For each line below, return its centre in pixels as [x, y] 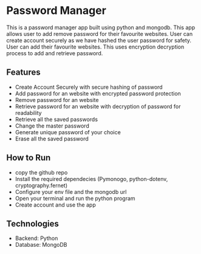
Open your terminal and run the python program [75, 198]
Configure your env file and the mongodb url [71, 191]
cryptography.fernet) [41, 185]
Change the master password [52, 126]
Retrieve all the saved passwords [56, 119]
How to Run [29, 158]
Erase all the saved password [52, 139]
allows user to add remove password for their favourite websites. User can [100, 33]
